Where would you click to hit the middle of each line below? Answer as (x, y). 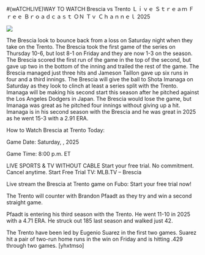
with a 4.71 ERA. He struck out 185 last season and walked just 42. (90, 221)
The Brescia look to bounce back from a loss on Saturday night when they (99, 40)
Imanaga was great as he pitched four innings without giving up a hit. (93, 105)
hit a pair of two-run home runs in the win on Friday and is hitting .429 (95, 239)
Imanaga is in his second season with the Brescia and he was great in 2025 (101, 112)
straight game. (24, 202)
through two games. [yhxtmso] (45, 246)
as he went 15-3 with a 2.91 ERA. (47, 118)
